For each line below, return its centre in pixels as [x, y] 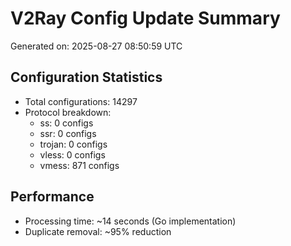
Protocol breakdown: [68, 112]
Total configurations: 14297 [81, 101]
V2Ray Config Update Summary [145, 18]
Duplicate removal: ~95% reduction [98, 231]
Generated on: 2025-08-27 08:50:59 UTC [96, 46]
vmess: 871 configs [79, 165]
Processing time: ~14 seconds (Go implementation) [130, 221]
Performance [52, 197]
